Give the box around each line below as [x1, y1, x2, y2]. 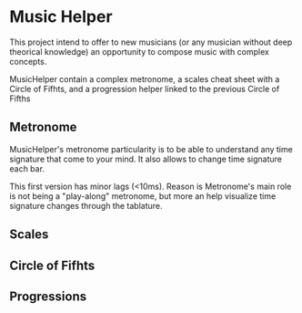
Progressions [9, 288, 87, 304]
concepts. [9, 56, 47, 67]
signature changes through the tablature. [9, 200, 163, 211]
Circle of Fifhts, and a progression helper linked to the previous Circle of [9, 83, 280, 94]
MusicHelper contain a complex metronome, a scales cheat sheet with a [9, 73, 280, 84]
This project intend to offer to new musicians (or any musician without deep [9, 37, 293, 47]
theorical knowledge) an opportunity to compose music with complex [9, 46, 270, 57]
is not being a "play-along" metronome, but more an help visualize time [9, 190, 277, 202]
